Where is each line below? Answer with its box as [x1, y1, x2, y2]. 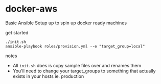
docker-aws [5, 3, 58, 15]
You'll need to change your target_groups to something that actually [12, 68, 156, 74]
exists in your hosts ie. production [12, 73, 84, 79]
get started [5, 29, 29, 35]
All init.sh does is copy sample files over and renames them [12, 62, 142, 68]
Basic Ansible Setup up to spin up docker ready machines [5, 20, 127, 26]
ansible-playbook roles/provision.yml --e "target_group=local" [5, 44, 145, 49]
